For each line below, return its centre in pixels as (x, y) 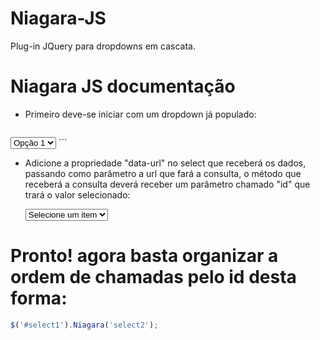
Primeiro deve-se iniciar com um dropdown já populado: (140, 114)
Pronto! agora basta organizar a (144, 256)
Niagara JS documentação (123, 86)
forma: (39, 298)
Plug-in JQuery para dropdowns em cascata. (103, 46)
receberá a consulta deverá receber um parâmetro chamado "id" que (167, 184)
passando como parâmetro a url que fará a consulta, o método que (163, 173)
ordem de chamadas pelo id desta (153, 277)
